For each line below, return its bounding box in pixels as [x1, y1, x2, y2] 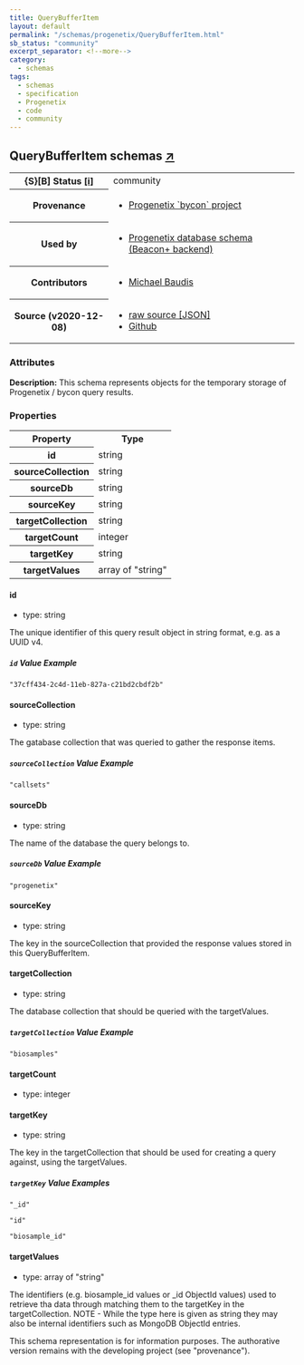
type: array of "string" [22, 1271, 105, 1283]
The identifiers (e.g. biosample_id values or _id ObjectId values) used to [9, 1289, 277, 1300]
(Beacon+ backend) [128, 243, 214, 256]
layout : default [9, 22, 71, 31]
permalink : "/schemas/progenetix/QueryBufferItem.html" [9, 30, 224, 39]
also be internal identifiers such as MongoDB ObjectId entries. [9, 1318, 242, 1329]
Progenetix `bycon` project [128, 198, 242, 211]
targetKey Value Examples [9, 1177, 110, 1188]
